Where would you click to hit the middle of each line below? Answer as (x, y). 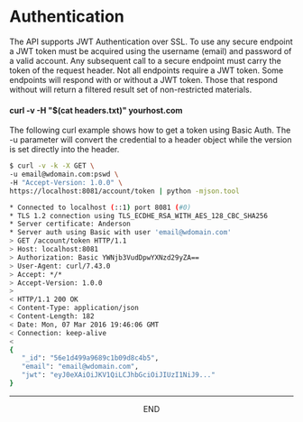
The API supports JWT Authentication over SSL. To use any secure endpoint (151, 41)
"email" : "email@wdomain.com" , (80, 367)
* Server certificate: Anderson (70, 224)
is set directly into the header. (64, 150)
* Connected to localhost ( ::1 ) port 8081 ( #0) (101, 207)
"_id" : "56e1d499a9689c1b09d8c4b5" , (90, 358)
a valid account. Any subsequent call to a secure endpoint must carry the (145, 60)
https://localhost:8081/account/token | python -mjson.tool (125, 191)
